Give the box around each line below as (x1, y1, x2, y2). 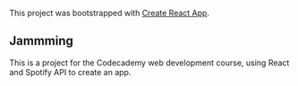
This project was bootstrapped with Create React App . (9, 8, 210, 18)
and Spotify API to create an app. (9, 66, 132, 77)
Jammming (9, 33, 73, 48)
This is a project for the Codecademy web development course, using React (9, 57, 290, 68)
